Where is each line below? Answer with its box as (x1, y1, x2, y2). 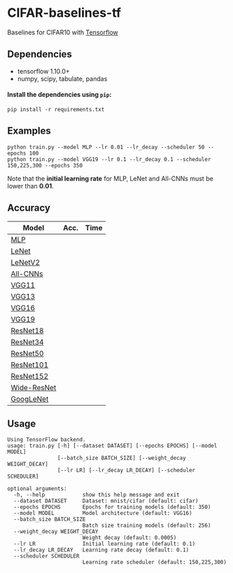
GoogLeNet (10, 394, 49, 403)
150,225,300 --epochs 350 (7, 162, 83, 169)
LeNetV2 (10, 257, 41, 267)
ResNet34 (10, 337, 44, 347)
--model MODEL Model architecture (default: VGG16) (13, 510, 192, 517)
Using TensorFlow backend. (7, 436, 86, 443)
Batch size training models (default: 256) (82, 522, 211, 530)
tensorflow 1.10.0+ (17, 67, 70, 75)
